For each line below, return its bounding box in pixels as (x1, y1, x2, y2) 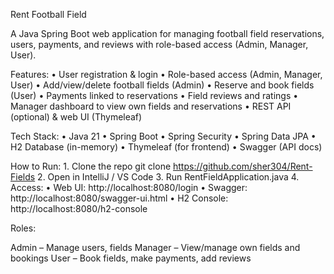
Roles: (10, 222, 37, 234)
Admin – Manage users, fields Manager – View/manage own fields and (10, 242, 301, 253)
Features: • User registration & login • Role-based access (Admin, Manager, (10, 69, 323, 80)
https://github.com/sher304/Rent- (173, 160, 313, 172)
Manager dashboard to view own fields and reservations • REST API (10, 100, 292, 112)
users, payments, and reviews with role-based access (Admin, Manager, (10, 39, 309, 50)
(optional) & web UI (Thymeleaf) (10, 111, 143, 123)
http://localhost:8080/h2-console (10, 203, 148, 214)
